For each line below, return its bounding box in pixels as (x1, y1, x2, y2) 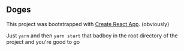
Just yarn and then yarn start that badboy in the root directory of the (6, 32, 178, 39)
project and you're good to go (6, 38, 80, 45)
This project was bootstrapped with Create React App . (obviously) (6, 20, 170, 27)
